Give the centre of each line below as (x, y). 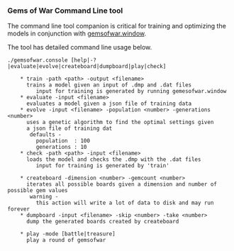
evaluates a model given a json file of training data (109, 104)
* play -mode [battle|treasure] (68, 234)
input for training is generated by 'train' (103, 166)
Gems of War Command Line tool (65, 11)
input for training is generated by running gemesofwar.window (131, 91)
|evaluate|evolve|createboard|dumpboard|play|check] (87, 67)
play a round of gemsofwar (66, 240)
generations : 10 (61, 147)
